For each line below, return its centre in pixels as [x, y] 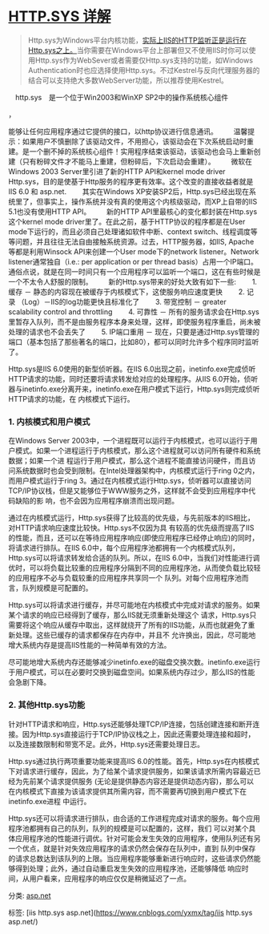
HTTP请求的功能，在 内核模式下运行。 [71, 398]
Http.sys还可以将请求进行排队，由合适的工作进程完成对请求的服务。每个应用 [134, 818]
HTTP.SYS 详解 [60, 16]
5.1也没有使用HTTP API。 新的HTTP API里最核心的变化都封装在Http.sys [133, 211]
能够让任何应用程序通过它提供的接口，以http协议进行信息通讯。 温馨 [128, 131]
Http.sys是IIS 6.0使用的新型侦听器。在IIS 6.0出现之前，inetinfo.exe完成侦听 [132, 369]
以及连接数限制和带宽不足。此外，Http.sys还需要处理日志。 [106, 744]
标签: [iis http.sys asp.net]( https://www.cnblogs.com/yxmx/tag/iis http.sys [130, 912]
